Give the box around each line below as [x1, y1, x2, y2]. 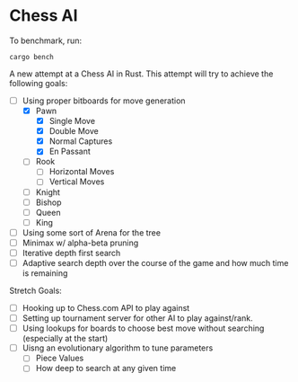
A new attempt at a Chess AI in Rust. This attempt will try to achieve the [9, 68, 274, 79]
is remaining [22, 268, 68, 279]
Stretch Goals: [9, 285, 63, 296]
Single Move [48, 116, 96, 127]
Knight [35, 186, 61, 198]
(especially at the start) [22, 333, 109, 344]
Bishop [35, 197, 62, 208]
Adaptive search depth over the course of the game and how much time [22, 257, 289, 268]
